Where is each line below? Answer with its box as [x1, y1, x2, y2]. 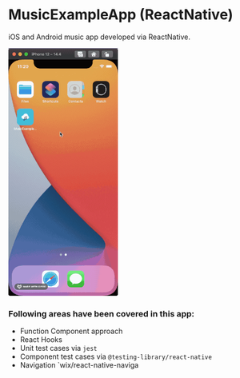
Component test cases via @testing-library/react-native [19, 352, 212, 361]
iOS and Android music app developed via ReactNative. [8, 32, 190, 42]
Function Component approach [19, 326, 123, 336]
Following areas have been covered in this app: [8, 308, 194, 319]
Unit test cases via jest [19, 344, 98, 353]
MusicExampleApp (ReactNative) [8, 6, 234, 24]
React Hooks [19, 335, 62, 344]
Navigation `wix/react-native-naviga [19, 360, 139, 370]
